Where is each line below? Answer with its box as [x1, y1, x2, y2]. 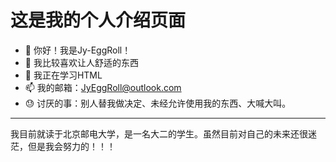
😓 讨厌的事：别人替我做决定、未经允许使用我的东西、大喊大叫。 [24, 97, 292, 109]
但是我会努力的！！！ [27, 140, 116, 152]
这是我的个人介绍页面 [10, 9, 187, 32]
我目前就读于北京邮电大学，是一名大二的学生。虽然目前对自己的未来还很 [10, 127, 308, 140]
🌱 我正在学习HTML [24, 69, 103, 81]
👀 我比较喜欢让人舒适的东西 [24, 56, 139, 68]
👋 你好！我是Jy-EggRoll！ [24, 44, 132, 56]
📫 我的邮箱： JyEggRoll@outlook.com [24, 81, 182, 93]
